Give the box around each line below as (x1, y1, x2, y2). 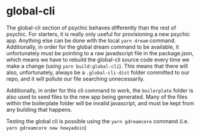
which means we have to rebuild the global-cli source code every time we (6, 56, 190, 63)
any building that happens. (6, 106, 72, 113)
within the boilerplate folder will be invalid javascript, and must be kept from (6, 99, 195, 106)
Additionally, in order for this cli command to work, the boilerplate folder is (6, 87, 194, 94)
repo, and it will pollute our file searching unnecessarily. (6, 75, 145, 82)
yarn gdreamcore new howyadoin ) (6, 124, 87, 131)
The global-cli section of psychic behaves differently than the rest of (6, 24, 177, 31)
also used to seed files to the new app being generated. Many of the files (6, 93, 188, 100)
